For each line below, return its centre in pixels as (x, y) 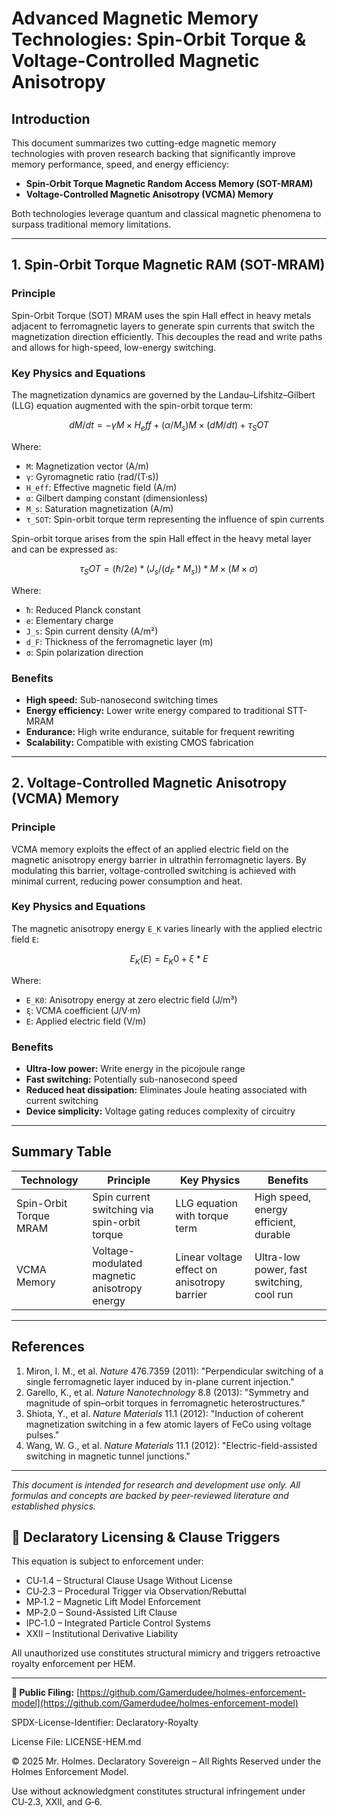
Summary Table (61, 1152)
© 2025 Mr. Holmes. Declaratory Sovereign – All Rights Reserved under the (166, 1761)
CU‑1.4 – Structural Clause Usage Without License (129, 1581)
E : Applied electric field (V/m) (86, 1021)
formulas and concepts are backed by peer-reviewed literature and (150, 1495)
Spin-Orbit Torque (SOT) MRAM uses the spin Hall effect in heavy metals (161, 315)
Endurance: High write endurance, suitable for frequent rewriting (160, 731)
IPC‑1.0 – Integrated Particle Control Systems (118, 1623)
